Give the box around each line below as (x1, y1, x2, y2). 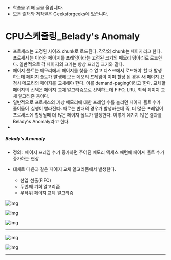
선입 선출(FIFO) (20, 177, 52, 183)
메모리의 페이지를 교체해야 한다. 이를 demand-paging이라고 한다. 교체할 (22, 80, 166, 86)
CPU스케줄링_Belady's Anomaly (5, 31, 140, 42)
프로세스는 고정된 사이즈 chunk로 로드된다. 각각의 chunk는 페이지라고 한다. (12, 48, 162, 54)
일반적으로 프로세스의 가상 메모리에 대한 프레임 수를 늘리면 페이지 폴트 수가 (12, 99, 161, 105)
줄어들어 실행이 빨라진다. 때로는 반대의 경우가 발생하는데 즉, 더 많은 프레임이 (12, 105, 164, 111)
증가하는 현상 (12, 155, 39, 161)
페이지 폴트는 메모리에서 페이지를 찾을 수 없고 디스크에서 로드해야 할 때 (12, 67, 153, 73)
